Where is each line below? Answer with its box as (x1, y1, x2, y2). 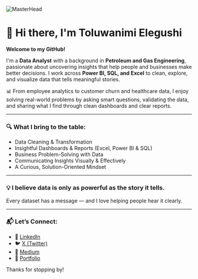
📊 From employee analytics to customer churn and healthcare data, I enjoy (6, 87, 189, 94)
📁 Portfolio (14, 254, 41, 261)
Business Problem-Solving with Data (14, 151, 104, 158)
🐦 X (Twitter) (14, 240, 48, 247)
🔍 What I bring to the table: (6, 122, 86, 131)
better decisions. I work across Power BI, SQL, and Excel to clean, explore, (6, 69, 188, 77)
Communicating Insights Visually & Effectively (14, 157, 126, 164)
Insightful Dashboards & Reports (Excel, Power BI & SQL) (14, 145, 153, 152)
